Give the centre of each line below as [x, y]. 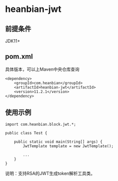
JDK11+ [13, 41]
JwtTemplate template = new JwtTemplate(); [68, 146]
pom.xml [19, 56]
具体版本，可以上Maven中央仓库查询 [42, 69]
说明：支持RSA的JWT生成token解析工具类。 [50, 173]
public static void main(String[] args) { [58, 142]
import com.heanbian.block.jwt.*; [41, 124]
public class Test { [26, 133]
